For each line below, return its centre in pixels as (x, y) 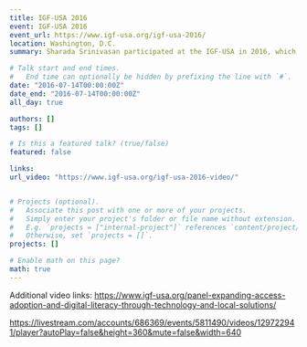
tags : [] (26, 127)
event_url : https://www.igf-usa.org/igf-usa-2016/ (108, 35)
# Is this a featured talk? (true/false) (90, 144)
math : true (30, 269)
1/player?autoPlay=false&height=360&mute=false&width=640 (126, 332)
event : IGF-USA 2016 (49, 26)
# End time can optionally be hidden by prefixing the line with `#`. (151, 77)
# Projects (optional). (55, 202)
